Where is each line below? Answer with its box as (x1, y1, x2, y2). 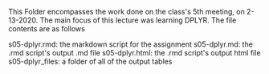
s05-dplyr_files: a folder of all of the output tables (8, 56, 173, 66)
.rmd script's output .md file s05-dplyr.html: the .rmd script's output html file (8, 48, 261, 57)
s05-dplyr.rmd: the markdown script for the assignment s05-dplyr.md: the (8, 39, 253, 49)
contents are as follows (8, 24, 86, 33)
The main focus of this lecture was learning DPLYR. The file (39, 15, 237, 25)
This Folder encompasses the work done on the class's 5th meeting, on (8, 7, 245, 16)
